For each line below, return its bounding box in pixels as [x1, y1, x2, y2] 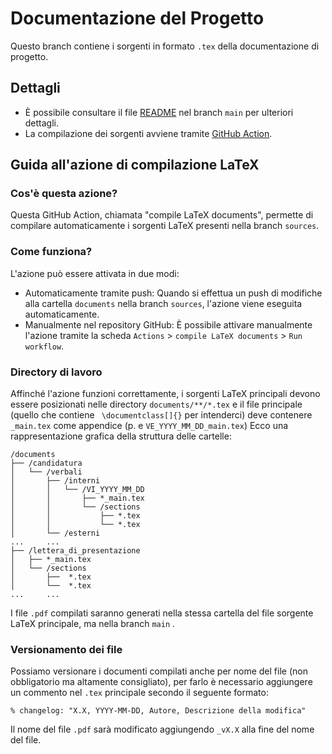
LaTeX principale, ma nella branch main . [10, 618, 176, 630]
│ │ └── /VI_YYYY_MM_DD [10, 485, 145, 495]
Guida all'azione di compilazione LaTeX [10, 157, 260, 174]
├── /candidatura [10, 458, 83, 469]
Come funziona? [10, 245, 93, 259]
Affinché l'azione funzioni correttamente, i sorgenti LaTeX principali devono [10, 388, 321, 400]
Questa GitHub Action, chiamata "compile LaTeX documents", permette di [10, 209, 314, 221]
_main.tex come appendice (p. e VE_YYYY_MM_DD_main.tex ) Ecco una [10, 420, 289, 432]
